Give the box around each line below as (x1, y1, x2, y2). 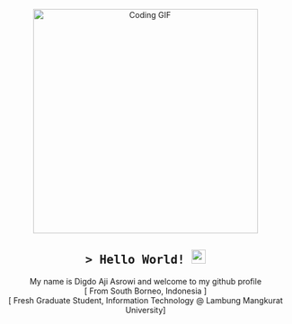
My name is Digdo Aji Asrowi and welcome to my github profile (29, 276, 262, 286)
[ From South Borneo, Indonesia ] (84, 285, 208, 296)
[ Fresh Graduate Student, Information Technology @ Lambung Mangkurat (7, 294, 284, 305)
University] (125, 304, 166, 315)
